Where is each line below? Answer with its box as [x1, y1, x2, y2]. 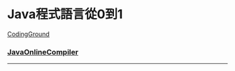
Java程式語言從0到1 [7, 6, 123, 22]
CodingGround [7, 29, 50, 38]
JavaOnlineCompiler [7, 47, 79, 56]
